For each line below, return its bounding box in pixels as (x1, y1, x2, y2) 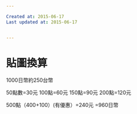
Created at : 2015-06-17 (6, 13, 65, 19)
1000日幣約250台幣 (6, 77, 54, 84)
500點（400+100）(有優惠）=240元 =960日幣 (6, 102, 119, 109)
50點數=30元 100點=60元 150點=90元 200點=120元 (6, 89, 131, 96)
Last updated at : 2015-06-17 (6, 19, 78, 25)
